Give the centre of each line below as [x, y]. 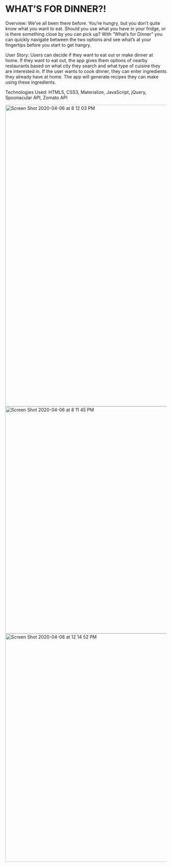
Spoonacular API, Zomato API [37, 98]
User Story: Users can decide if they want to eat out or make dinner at [79, 55]
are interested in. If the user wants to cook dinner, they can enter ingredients [86, 71]
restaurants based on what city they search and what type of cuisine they [83, 66]
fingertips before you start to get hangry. [48, 45]
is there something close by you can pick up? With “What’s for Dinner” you [84, 34]
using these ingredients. [31, 82]
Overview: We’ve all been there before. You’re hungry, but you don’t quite [83, 23]
